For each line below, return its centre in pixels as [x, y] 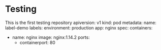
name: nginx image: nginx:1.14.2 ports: [51, 37]
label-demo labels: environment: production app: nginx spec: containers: [79, 27]
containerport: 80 [37, 42]
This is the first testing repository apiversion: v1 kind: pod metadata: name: [81, 23]
